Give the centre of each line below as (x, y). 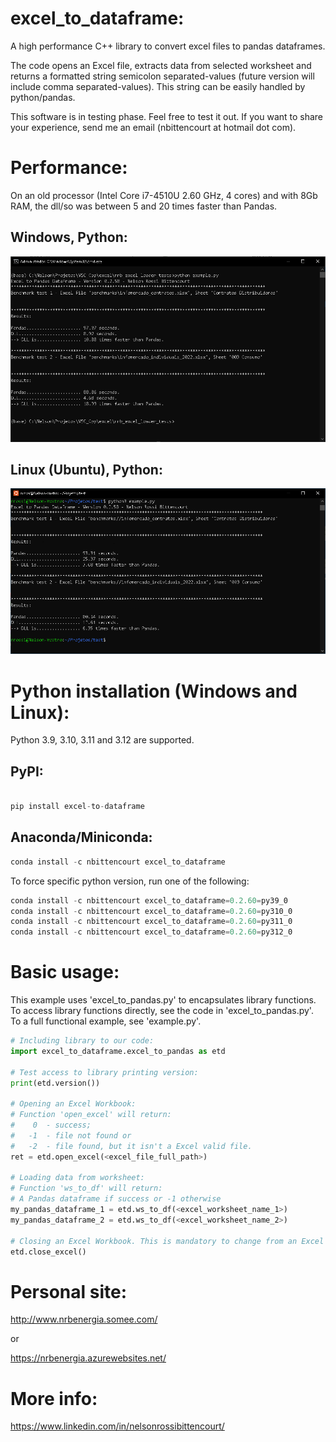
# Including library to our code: (82, 1041)
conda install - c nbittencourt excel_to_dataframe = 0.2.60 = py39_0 (149, 900)
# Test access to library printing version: (104, 1072)
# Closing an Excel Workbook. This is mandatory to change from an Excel (167, 1241)
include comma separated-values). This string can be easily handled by (158, 86)
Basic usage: (65, 972)
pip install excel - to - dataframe (77, 807)
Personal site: (69, 1291)
